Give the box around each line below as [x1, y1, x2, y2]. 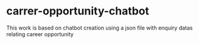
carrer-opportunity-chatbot [6, 4, 150, 18]
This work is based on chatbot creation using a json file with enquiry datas [6, 24, 193, 31]
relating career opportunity [6, 30, 74, 37]
